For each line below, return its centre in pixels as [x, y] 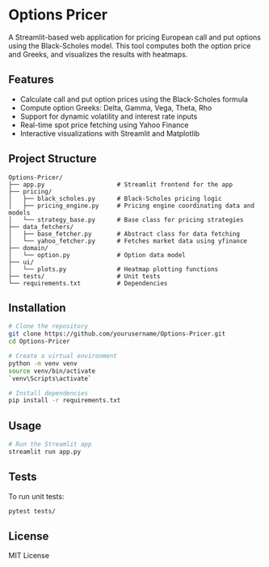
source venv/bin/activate [52, 371]
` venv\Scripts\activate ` [50, 378]
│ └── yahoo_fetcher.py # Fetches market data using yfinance [128, 241]
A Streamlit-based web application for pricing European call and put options [134, 37]
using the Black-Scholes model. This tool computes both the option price [130, 45]
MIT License [29, 556]
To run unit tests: [36, 496]
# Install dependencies [48, 393]
